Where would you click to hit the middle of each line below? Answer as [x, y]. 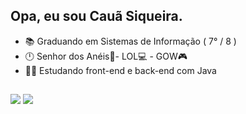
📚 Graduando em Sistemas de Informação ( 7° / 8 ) [130, 41]
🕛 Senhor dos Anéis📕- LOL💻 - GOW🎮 [106, 56]
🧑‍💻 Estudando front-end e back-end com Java [120, 70]
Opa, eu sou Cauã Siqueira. [96, 16]
